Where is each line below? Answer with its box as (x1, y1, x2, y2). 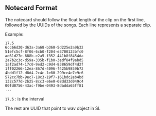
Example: (5, 31, 24, 37)
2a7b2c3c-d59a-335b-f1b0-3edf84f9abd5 (5, 58, 84, 63)
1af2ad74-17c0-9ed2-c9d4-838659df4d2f (5, 62, 84, 67)
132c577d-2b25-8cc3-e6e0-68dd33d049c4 (5, 79, 84, 84)
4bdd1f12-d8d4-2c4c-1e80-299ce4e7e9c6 (5, 70, 84, 75)
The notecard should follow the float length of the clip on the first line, (5, 17, 145, 22)
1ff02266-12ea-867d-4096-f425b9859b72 (5, 66, 84, 71)
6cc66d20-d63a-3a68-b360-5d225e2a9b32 (5, 45, 84, 50)
